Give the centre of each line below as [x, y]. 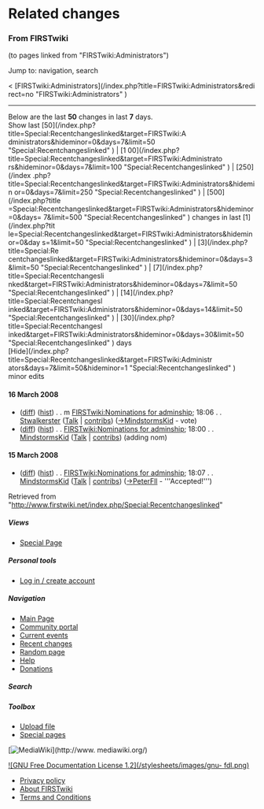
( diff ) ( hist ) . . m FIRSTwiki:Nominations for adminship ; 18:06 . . [121, 412]
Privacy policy [42, 781]
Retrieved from [32, 496]
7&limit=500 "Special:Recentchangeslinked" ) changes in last [142, 217]
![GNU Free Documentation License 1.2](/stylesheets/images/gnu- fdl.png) [129, 766]
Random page [42, 651]
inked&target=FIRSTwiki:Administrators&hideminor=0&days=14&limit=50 [126, 310]
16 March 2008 [33, 395]
